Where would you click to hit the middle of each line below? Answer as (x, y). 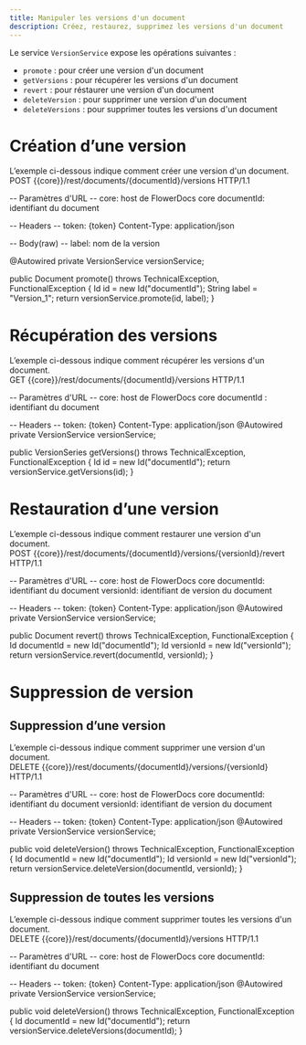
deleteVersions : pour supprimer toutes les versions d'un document (150, 109)
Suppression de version (101, 692)
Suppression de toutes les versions (112, 897)
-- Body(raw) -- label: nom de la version (84, 244)
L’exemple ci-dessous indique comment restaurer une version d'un (135, 534)
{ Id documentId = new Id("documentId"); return (100, 1021)
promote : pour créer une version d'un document (113, 70)
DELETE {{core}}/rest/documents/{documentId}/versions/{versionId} (139, 767)
